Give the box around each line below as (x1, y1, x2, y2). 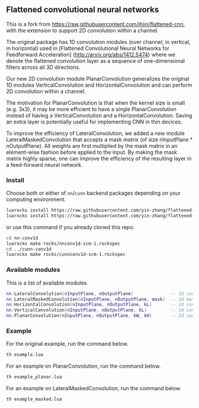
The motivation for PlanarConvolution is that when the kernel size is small (6, 99, 185, 106)
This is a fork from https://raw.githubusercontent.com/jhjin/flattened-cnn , (6, 20, 185, 27)
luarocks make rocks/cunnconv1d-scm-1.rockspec (6, 252, 126, 258)
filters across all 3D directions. (6, 64, 81, 71)
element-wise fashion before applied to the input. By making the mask (6, 148, 178, 156)
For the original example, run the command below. (6, 340, 129, 347)
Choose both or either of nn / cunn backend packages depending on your (6, 189, 181, 197)
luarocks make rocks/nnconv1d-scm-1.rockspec (6, 241, 120, 246)
